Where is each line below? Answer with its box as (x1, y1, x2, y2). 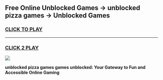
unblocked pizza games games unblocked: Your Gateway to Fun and (5, 64, 146, 70)
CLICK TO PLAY (5, 26, 43, 33)
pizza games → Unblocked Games (5, 12, 110, 20)
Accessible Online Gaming (5, 69, 60, 75)
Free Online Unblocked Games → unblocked (5, 4, 141, 12)
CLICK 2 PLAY (5, 44, 39, 51)
